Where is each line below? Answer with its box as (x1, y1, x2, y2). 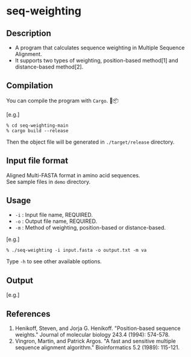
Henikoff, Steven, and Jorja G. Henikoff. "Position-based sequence (14, 325, 181, 332)
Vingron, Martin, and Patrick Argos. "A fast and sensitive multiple (14, 338, 176, 345)
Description (6, 28, 51, 38)
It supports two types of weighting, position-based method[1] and (14, 57, 179, 64)
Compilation (6, 81, 53, 91)
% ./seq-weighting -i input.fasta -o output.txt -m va (6, 248, 147, 254)
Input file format (6, 156, 68, 166)
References (6, 308, 51, 319)
